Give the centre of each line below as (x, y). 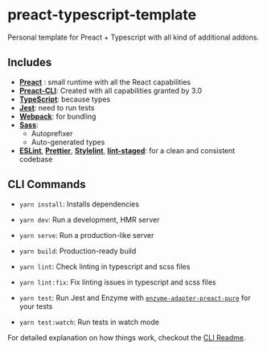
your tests (36, 306)
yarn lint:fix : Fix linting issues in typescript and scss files (117, 282)
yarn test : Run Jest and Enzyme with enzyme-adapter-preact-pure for (135, 298)
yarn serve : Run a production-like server (86, 235)
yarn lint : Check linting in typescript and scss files (105, 266)
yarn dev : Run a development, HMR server (89, 219)
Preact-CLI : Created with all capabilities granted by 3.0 (111, 90)
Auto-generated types (68, 142)
